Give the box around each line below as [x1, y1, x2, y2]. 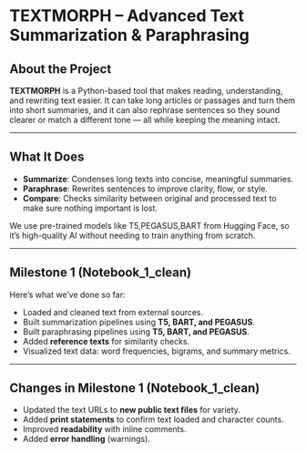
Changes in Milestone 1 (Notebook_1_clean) [9, 380, 260, 396]
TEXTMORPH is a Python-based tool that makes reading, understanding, [9, 86, 283, 96]
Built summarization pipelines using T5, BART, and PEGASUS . [22, 316, 255, 327]
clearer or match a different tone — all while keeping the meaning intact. [9, 115, 280, 125]
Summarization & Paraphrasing [9, 25, 250, 46]
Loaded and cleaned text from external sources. [22, 306, 204, 317]
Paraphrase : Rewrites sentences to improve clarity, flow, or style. [22, 183, 269, 194]
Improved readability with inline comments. [22, 424, 187, 435]
